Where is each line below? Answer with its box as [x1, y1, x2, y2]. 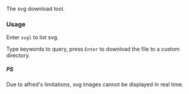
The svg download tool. [6, 5, 65, 12]
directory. [6, 52, 30, 59]
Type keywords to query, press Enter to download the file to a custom [6, 45, 180, 53]
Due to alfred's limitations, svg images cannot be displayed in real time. [6, 81, 184, 88]
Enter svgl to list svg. [6, 34, 59, 41]
